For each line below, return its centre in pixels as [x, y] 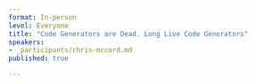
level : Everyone [38, 26]
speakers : [27, 42]
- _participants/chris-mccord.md [70, 50]
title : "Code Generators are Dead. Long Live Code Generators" [128, 34]
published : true [38, 58]
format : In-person [42, 17]
